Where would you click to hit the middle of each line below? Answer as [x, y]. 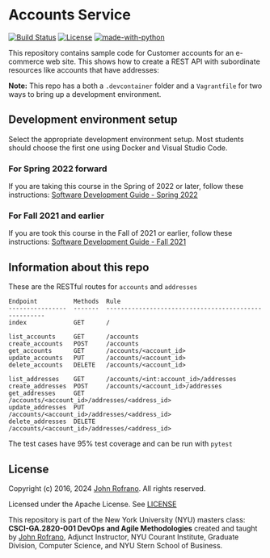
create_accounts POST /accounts [74, 344]
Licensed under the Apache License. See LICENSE [93, 504]
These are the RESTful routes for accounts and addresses [103, 287]
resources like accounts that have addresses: [84, 69]
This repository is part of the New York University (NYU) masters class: [127, 519]
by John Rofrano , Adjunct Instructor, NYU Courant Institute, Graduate [124, 537]
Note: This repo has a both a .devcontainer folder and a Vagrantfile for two [135, 86]
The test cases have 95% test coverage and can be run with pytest [120, 444]
